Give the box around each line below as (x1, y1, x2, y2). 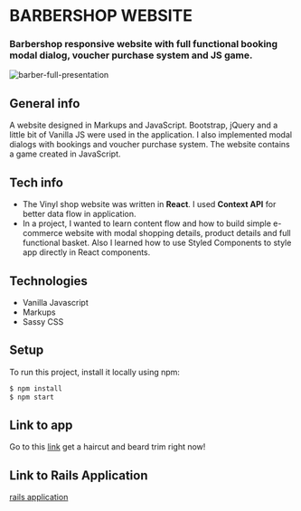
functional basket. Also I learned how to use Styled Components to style (22, 237, 292, 249)
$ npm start (9, 393, 54, 402)
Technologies (9, 273, 89, 289)
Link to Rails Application (9, 468, 148, 483)
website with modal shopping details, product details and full (64, 228, 291, 239)
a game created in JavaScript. (9, 148, 121, 159)
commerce (22, 228, 63, 239)
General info (9, 96, 80, 111)
